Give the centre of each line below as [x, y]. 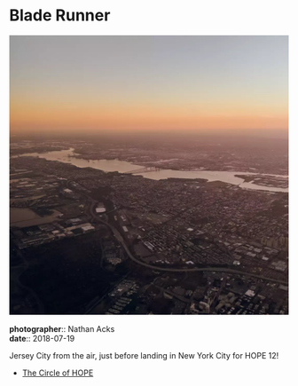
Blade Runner [60, 16]
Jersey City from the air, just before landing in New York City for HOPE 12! [144, 355]
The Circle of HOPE [58, 373]
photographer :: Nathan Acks [62, 328]
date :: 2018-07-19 [42, 338]
